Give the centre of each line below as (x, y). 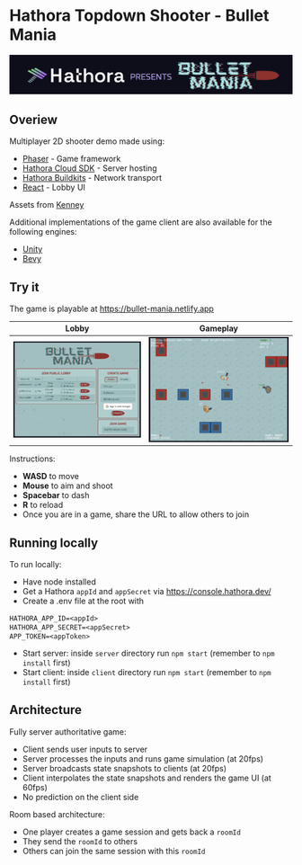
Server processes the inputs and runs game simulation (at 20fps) (142, 758)
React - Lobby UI (53, 187)
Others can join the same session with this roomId (114, 851)
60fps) (35, 787)
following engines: (43, 232)
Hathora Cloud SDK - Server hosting (89, 168)
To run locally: (36, 564)
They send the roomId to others (80, 841)
